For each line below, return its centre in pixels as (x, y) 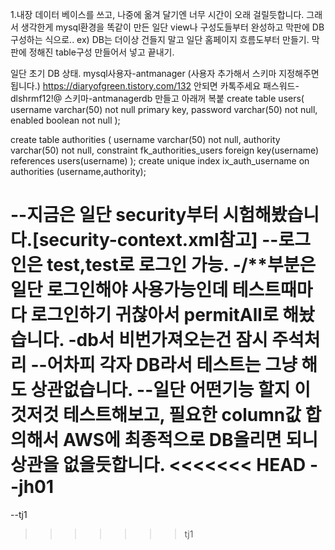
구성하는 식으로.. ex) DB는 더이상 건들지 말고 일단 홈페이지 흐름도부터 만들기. (160, 39)
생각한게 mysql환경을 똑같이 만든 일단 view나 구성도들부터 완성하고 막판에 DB (172, 27)
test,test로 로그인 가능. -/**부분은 (181, 265)
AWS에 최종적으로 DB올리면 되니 (190, 440)
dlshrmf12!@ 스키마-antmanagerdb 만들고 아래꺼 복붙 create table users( (157, 98)
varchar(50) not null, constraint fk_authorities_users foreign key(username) (165, 150)
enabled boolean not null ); (65, 120)
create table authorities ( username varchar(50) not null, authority (145, 139)
